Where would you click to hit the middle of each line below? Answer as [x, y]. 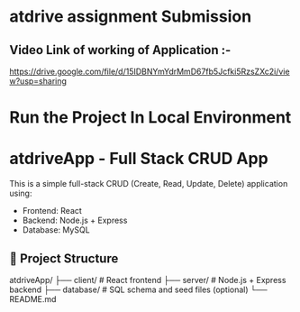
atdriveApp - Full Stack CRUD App [139, 159]
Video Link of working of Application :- [120, 50]
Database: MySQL [56, 230]
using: [21, 193]
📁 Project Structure [64, 258]
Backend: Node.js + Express [75, 220]
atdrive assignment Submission [131, 17]
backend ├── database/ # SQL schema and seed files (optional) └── [138, 289]
